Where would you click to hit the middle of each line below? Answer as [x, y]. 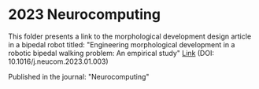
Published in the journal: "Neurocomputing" [79, 76]
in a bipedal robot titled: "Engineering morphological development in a [122, 44]
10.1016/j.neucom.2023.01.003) [58, 61]
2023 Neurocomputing [85, 15]
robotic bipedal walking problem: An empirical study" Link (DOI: [111, 53]
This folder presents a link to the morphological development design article [130, 36]
